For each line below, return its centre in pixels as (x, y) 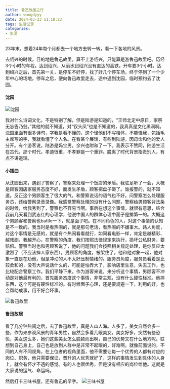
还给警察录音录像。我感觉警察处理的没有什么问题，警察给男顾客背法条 (92, 202)
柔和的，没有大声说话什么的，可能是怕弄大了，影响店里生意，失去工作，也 (87, 265)
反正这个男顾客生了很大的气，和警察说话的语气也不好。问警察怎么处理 (87, 196)
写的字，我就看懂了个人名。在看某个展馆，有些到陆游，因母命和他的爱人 (89, 139)
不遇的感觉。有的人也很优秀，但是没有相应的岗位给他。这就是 (100, 364)
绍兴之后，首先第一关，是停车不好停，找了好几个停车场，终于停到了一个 (85, 72)
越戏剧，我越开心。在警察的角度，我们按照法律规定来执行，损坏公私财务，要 (85, 240)
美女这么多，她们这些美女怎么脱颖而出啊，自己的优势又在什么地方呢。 (87, 339)
